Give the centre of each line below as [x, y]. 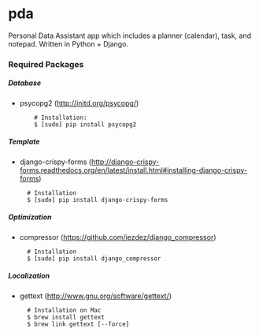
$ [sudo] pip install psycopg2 [85, 124]
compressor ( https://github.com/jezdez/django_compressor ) [118, 237]
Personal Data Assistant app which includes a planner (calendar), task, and [130, 35]
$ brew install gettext [66, 317]
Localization [29, 276]
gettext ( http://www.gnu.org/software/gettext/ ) [95, 296]
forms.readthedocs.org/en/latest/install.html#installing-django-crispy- [133, 170]
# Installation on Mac [64, 310]
